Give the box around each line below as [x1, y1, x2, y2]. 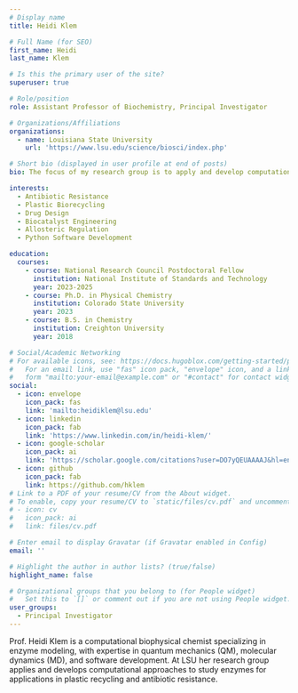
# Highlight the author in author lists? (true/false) [9, 562, 216, 571]
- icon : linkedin [17, 415, 82, 423]
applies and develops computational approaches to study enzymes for [9, 664, 267, 674]
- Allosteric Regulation [17, 225, 109, 234]
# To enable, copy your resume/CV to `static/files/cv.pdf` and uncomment [9, 497, 292, 506]
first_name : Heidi [9, 45, 77, 54]
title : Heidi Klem [9, 21, 77, 30]
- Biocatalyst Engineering [17, 217, 117, 226]
